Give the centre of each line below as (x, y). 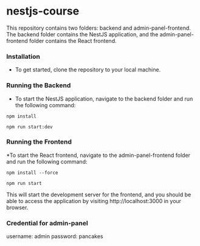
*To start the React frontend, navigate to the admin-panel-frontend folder (98, 155)
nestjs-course (43, 11)
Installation (23, 56)
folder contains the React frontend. (73, 41)
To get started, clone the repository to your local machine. (88, 70)
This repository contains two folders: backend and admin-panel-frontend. (99, 28)
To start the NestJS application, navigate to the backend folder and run (104, 99)
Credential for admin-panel (47, 223)
